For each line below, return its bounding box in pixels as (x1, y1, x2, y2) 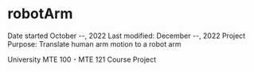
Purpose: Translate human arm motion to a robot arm (7, 39, 182, 48)
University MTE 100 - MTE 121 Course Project (7, 55, 157, 64)
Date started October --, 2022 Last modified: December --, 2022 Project (7, 31, 246, 40)
